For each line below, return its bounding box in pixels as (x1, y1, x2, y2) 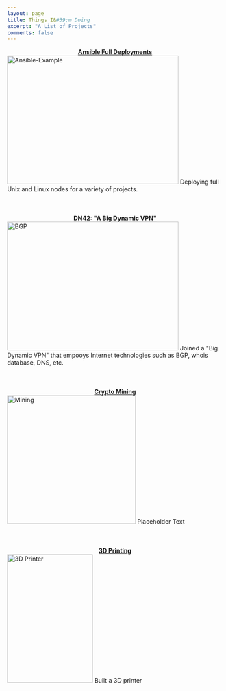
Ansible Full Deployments (77, 48, 153, 56)
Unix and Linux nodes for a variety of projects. (7, 185, 138, 193)
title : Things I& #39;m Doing (7, 16, 90, 23)
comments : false (7, 29, 53, 36)
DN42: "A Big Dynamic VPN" (73, 214, 158, 223)
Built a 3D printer (94, 677, 142, 685)
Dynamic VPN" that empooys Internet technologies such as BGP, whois (7, 351, 209, 360)
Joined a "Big (179, 344, 218, 352)
